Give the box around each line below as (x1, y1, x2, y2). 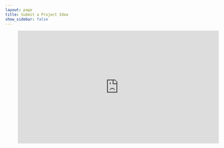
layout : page (5, 7, 33, 13)
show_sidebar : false (5, 17, 49, 22)
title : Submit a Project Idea (5, 12, 69, 17)
